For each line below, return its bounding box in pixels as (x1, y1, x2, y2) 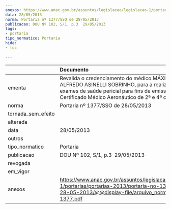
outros (8, 135, 24, 142)
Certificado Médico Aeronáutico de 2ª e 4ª (60, 93, 162, 100)
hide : (5, 41, 17, 46)
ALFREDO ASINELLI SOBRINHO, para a (60, 81, 153, 88)
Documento (60, 66, 89, 73)
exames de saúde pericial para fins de (60, 87, 151, 94)
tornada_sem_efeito (8, 110, 55, 117)
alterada (8, 118, 28, 125)
